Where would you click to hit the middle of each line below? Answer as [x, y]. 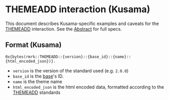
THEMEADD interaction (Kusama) [78, 9]
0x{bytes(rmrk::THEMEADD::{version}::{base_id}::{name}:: [68, 57]
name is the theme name [37, 81]
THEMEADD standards [37, 92]
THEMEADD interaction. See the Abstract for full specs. [64, 29]
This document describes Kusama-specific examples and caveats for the [82, 23]
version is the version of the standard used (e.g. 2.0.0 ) [70, 70]
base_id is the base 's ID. [38, 76]
